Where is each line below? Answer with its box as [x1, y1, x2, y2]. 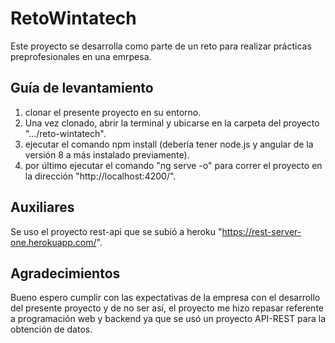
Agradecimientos [10, 265, 121, 282]
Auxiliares [10, 199, 75, 216]
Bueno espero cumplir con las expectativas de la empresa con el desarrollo [10, 292, 321, 304]
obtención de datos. [10, 323, 93, 336]
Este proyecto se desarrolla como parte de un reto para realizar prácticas [10, 40, 312, 52]
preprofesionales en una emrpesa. [10, 50, 152, 62]
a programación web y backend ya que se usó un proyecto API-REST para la [10, 313, 326, 325]
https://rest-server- [221, 225, 302, 237]
